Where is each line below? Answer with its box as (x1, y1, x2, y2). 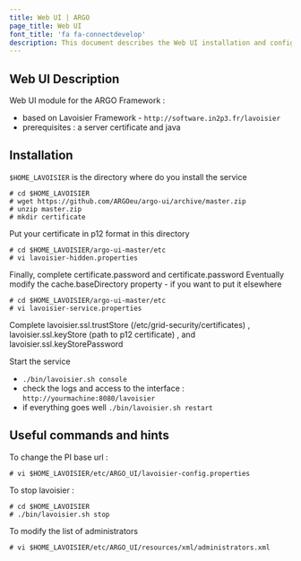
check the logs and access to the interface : (21, 383, 185, 393)
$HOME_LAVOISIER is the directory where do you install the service (9, 171, 248, 182)
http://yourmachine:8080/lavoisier (21, 393, 156, 403)
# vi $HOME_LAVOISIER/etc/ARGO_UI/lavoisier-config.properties (9, 469, 251, 478)
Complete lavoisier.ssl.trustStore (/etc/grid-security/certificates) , (9, 319, 251, 330)
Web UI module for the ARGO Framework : (9, 95, 166, 106)
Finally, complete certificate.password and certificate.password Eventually (9, 269, 285, 280)
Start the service (9, 356, 71, 367)
